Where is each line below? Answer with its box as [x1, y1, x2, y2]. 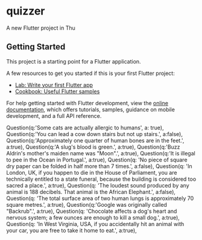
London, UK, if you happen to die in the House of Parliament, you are [6, 169, 177, 176]
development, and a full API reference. [6, 112, 102, 119]
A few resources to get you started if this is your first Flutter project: [6, 70, 175, 77]
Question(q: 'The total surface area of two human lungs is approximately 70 [6, 195, 194, 202]
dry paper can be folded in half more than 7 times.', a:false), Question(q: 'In [6, 162, 193, 170]
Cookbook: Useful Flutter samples [14, 88, 100, 95]
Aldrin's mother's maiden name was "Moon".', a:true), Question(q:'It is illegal [6, 149, 196, 157]
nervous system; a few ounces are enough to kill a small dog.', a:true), [6, 213, 180, 221]
